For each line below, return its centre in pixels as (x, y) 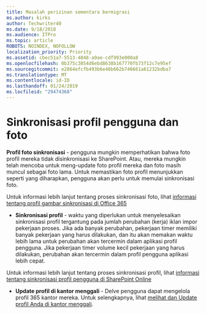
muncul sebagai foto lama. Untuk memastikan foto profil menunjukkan (95, 172)
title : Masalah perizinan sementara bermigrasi (68, 12)
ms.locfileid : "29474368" (39, 92)
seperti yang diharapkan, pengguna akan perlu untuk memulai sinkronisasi (101, 178)
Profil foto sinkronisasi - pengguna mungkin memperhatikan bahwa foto (98, 152)
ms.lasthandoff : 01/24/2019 (42, 86)
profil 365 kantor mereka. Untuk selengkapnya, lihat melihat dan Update (106, 297)
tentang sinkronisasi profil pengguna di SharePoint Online (79, 279)
